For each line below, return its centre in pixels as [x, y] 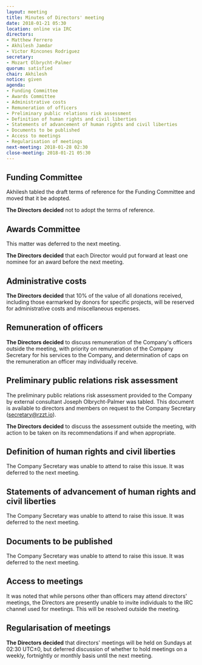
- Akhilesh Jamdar [29, 46]
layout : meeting [27, 12]
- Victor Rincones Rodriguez [43, 52]
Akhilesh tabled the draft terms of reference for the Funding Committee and [101, 192]
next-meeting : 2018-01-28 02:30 [47, 147]
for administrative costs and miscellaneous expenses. [73, 308]
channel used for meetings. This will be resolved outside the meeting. [93, 609]
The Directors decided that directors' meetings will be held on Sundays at [99, 643]
